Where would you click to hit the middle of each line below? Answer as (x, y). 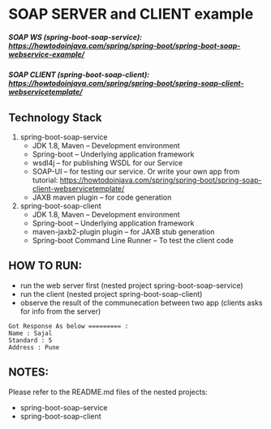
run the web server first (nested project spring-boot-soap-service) (131, 285)
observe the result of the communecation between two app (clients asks (141, 302)
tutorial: (45, 180)
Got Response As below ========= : (69, 326)
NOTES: (29, 373)
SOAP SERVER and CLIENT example (131, 14)
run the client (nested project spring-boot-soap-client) (111, 294)
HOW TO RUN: (45, 266)
